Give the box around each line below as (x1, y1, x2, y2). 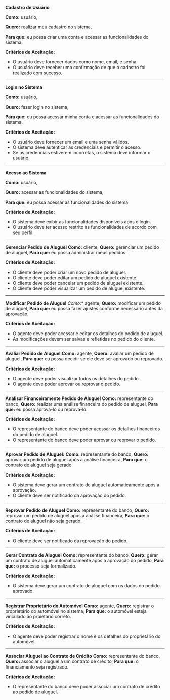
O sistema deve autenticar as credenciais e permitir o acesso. (12, 144, 142, 150)
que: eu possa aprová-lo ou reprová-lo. (5, 406, 88, 412)
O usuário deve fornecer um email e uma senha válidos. (12, 139, 129, 145)
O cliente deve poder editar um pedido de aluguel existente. (12, 275, 138, 281)
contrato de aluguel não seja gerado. (5, 518, 82, 524)
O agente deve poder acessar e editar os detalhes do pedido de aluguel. (12, 330, 164, 337)
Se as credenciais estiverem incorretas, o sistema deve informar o (12, 150, 151, 155)
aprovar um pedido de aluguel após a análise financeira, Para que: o (5, 457, 148, 462)
